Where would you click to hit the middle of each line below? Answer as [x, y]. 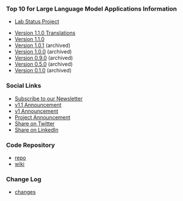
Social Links [24, 86]
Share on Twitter [35, 123]
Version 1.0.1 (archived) [42, 45]
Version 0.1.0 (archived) [43, 71]
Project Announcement [42, 117]
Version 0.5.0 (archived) [44, 64]
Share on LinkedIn [36, 130]
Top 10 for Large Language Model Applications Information [91, 9]
